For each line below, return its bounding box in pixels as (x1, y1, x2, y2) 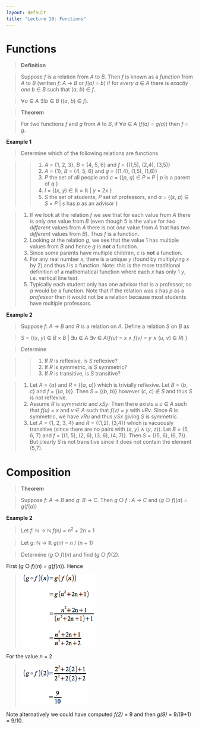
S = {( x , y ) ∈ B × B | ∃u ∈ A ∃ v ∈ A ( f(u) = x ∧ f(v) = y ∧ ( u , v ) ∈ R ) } (20, 334, 188, 342)
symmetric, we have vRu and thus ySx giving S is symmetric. (29, 413, 179, 420)
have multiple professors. (29, 300, 92, 307)
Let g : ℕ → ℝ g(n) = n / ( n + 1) (20, 539, 93, 547)
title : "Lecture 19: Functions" (6, 15, 86, 22)
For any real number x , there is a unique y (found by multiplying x (29, 255, 189, 263)
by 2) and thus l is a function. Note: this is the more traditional (29, 262, 181, 269)
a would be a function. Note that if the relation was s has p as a (29, 287, 184, 294)
